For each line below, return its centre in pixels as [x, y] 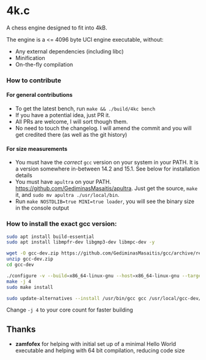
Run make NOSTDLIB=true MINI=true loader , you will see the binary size [105, 201]
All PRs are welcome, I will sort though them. [71, 122]
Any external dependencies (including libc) [69, 51]
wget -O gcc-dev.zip [33, 253]
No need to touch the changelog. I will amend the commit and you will [103, 128]
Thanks [21, 329]
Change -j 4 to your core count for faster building [70, 310]
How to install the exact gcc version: [62, 224]
